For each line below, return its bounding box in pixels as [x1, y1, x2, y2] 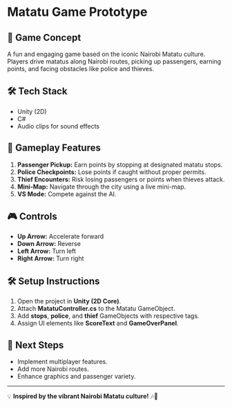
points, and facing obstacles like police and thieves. [7, 65, 154, 73]
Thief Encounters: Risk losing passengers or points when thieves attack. [17, 175, 225, 183]
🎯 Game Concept [7, 32, 81, 44]
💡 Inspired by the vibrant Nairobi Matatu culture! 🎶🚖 [7, 392, 159, 401]
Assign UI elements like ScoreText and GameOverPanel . [17, 319, 179, 328]
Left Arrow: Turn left [17, 247, 76, 256]
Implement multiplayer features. [17, 357, 108, 366]
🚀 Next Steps [7, 339, 64, 351]
